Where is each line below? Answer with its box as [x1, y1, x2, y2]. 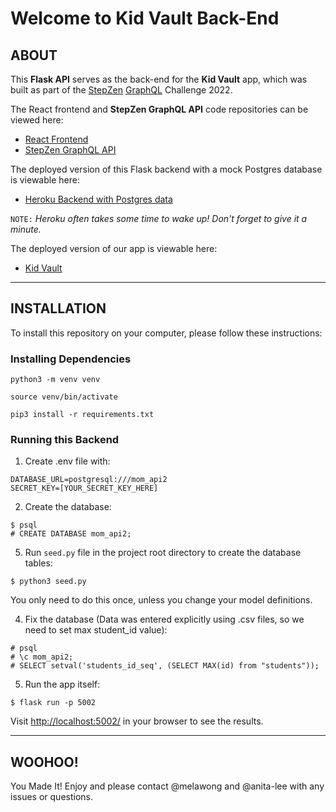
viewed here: [10, 114, 64, 126]
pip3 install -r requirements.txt [10, 410, 155, 420]
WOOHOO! [10, 753, 79, 771]
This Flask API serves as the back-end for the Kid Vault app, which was [10, 73, 308, 85]
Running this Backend [10, 433, 120, 447]
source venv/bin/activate [10, 392, 118, 402]
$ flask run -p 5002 [10, 698, 97, 708]
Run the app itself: [24, 678, 101, 691]
